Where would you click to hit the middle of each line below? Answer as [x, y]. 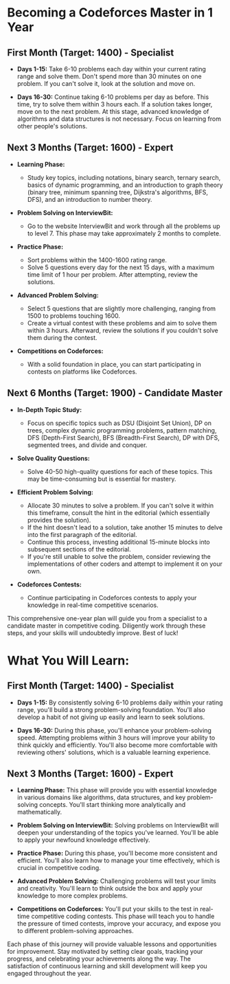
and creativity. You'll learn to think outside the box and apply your [110, 889]
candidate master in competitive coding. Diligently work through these [106, 626]
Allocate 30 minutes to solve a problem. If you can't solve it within [120, 505]
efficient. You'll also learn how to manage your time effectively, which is [118, 860]
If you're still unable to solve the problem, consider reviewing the [119, 556]
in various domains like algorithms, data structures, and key [101, 797]
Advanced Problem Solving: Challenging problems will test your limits [116, 881]
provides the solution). [59, 520]
